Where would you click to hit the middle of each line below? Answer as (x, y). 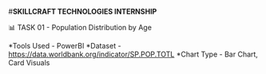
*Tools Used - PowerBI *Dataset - (65, 46)
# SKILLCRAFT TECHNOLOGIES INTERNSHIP (83, 12)
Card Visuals (29, 62)
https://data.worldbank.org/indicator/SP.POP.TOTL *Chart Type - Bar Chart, (133, 54)
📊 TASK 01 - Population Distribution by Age (80, 27)
